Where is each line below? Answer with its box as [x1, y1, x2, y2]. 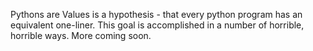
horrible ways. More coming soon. [10, 30, 152, 41]
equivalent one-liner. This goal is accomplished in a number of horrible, [10, 19, 305, 31]
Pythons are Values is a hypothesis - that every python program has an [10, 9, 303, 20]
